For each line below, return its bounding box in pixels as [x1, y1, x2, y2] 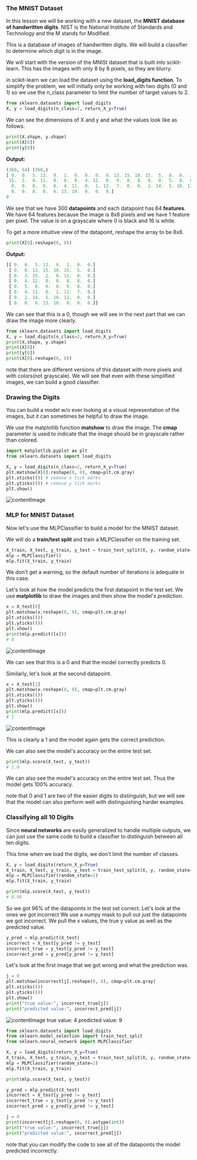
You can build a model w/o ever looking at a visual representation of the [6, 407, 180, 414]
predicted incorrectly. [6, 1147, 58, 1154]
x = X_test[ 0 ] [6, 604, 41, 610]
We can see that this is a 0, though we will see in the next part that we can [6, 310, 186, 317]
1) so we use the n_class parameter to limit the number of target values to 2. [6, 89, 189, 96]
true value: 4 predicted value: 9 [46, 1016, 123, 1023]
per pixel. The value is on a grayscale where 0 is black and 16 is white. [6, 217, 176, 224]
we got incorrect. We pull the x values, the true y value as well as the [6, 917, 172, 924]
